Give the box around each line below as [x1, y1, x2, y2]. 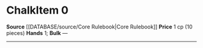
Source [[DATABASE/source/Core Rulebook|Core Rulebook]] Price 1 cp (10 [6, 23, 193, 30]
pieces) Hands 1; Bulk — [6, 29, 68, 36]
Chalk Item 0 [6, 4, 69, 17]
